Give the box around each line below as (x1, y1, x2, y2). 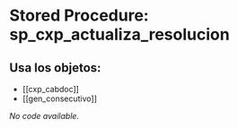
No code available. (9, 111, 79, 121)
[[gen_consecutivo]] (22, 93, 97, 104)
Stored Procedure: (9, 5, 150, 26)
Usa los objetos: (9, 60, 101, 75)
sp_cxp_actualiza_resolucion (9, 24, 231, 45)
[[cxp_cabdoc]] (22, 84, 79, 94)
